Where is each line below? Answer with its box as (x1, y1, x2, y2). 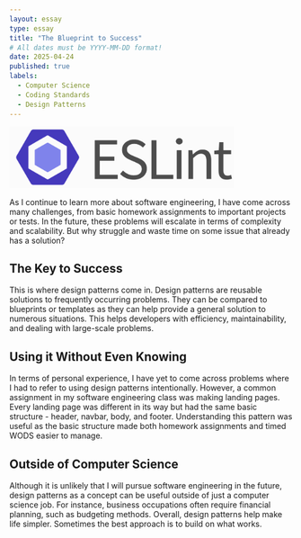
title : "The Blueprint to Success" (9, 33, 143, 42)
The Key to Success (9, 261, 123, 276)
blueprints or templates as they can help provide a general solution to (9, 304, 267, 315)
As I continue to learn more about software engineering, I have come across (9, 196, 290, 207)
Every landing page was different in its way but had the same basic (9, 401, 258, 413)
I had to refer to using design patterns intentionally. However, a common (9, 382, 277, 393)
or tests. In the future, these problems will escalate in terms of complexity (9, 216, 281, 227)
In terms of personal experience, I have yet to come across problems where (9, 373, 289, 384)
